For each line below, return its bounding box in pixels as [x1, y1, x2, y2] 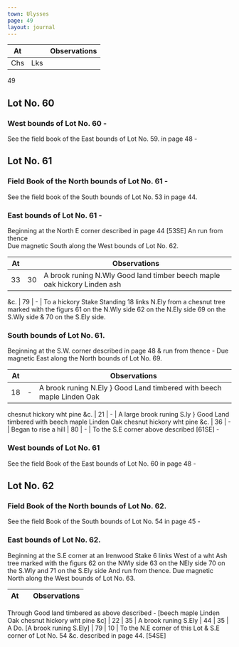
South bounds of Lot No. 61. [7, 330, 105, 340]
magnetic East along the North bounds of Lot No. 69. [7, 354, 162, 363]
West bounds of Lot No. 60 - [7, 118, 107, 128]
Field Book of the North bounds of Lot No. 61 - [7, 176, 169, 186]
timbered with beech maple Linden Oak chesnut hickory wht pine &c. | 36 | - [7, 417, 231, 427]
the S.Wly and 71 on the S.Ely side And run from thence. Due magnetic [7, 566, 213, 574]
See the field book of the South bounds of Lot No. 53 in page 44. [7, 193, 198, 201]
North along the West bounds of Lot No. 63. [7, 574, 136, 582]
